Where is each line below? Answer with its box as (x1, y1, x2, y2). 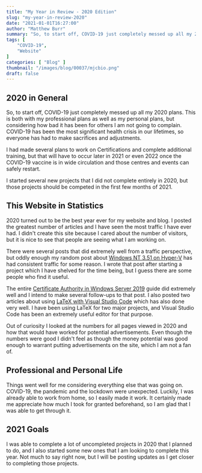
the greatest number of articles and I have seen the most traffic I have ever (6, 223, 192, 230)
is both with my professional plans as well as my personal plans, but (6, 115, 174, 122)
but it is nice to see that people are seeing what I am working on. (6, 236, 167, 243)
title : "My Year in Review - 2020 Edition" (6, 8, 117, 15)
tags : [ (6, 37, 26, 43)
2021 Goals (6, 424, 49, 434)
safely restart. (6, 165, 41, 172)
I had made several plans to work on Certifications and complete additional (6, 146, 192, 154)
